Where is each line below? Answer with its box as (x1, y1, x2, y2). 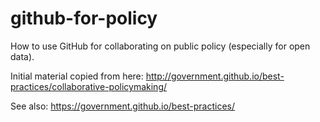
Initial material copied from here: (10, 70, 144, 82)
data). (10, 50, 35, 62)
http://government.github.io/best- (145, 70, 285, 82)
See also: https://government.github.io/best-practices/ (10, 100, 236, 112)
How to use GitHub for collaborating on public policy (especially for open (10, 40, 311, 52)
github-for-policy (10, 7, 158, 30)
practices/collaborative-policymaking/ (10, 80, 168, 92)
